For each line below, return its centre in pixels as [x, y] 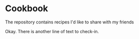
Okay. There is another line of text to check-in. [52, 31]
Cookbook [27, 9]
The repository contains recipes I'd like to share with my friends [69, 22]
